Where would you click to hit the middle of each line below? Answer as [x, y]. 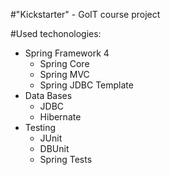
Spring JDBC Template [86, 85]
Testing [40, 127]
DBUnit [54, 148]
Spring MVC [64, 74]
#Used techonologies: [56, 33]
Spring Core [64, 63]
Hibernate [60, 117]
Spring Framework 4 [67, 53]
